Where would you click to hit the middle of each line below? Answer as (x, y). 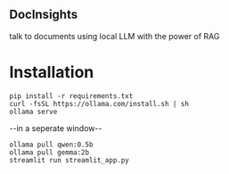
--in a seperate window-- (56, 128)
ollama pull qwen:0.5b (51, 145)
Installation (52, 72)
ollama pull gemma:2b (49, 152)
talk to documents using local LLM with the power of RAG (114, 36)
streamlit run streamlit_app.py (69, 160)
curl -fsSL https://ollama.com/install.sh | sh (99, 104)
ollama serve (33, 112)
